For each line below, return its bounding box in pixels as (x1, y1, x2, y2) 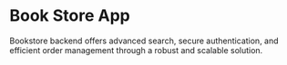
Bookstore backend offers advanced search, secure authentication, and (9, 35, 280, 46)
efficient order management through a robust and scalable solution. (9, 44, 263, 55)
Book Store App (9, 5, 130, 26)
